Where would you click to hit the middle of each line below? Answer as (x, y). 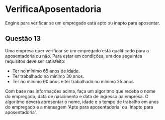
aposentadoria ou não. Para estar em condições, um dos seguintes (74, 56)
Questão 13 (23, 39)
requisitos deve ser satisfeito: (35, 61)
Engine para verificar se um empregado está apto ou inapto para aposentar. (83, 23)
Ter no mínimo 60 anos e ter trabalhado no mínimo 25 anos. (74, 81)
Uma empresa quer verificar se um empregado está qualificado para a (77, 50)
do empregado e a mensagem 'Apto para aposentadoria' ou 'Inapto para (79, 107)
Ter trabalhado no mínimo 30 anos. (48, 76)
